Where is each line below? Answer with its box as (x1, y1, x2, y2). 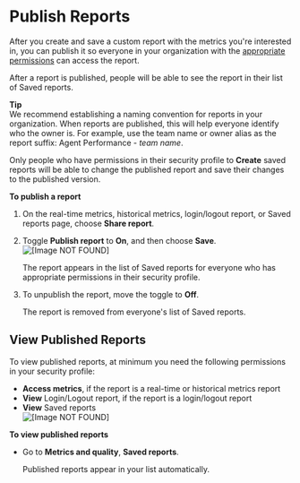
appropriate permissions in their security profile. (21, 272, 201, 282)
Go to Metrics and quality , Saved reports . (21, 446, 179, 457)
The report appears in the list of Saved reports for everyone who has (21, 262, 276, 272)
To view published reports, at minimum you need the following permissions (9, 356, 287, 367)
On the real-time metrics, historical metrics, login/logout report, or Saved (21, 208, 291, 219)
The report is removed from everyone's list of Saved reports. (21, 306, 246, 317)
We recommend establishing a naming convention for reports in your (9, 108, 262, 119)
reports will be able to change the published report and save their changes (9, 164, 285, 175)
